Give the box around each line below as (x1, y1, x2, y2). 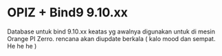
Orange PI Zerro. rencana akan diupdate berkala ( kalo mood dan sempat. (7, 34, 216, 42)
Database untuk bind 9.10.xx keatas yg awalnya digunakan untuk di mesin (7, 27, 215, 36)
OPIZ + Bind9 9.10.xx (7, 5, 129, 20)
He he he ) (7, 42, 37, 50)
